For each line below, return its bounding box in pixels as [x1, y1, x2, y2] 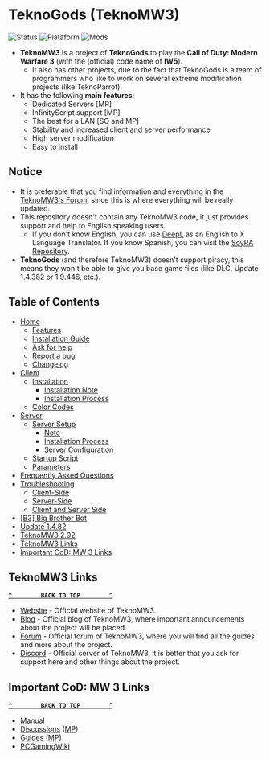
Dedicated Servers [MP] [31, 99, 112, 109]
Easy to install [31, 142, 79, 151]
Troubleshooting [19, 478, 75, 488]
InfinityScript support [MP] [31, 107, 121, 117]
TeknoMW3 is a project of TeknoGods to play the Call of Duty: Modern [19, 47, 259, 57]
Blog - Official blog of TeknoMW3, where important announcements [19, 614, 245, 624]
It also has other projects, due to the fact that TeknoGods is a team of [31, 64, 262, 74]
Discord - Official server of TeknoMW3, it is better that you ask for [19, 649, 239, 658]
